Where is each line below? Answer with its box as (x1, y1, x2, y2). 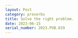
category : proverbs (5, 12, 45, 17)
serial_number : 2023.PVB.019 (5, 26, 65, 31)
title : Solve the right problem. (5, 16, 74, 21)
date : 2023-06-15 (5, 21, 41, 26)
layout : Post (5, 7, 32, 12)
